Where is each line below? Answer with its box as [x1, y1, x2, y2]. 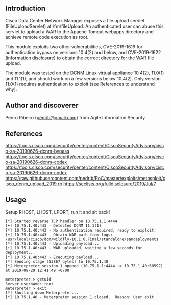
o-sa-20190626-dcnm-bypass [5, 148, 70, 155]
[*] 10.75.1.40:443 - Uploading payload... [5, 241, 100, 246]
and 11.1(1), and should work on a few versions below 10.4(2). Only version [5, 75, 161, 81]
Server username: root [5, 282, 54, 287]
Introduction [5, 4, 46, 13]
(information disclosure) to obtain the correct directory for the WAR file [5, 55, 154, 61]
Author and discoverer [5, 101, 79, 110]
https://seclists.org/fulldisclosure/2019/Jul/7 [63, 181, 157, 187]
